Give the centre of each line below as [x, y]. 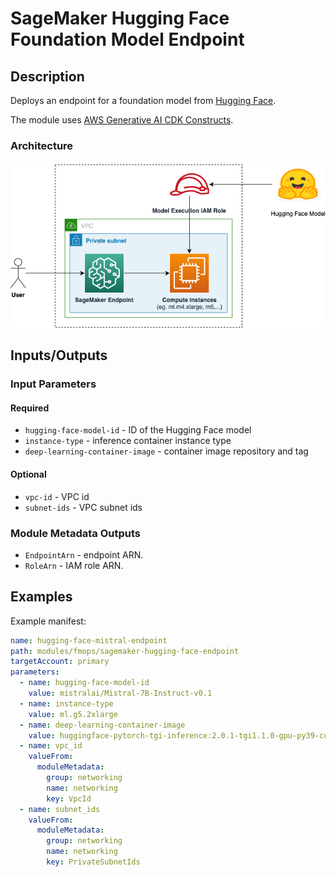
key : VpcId [69, 798]
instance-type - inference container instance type [128, 441]
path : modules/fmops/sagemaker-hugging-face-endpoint [125, 651]
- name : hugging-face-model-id [84, 683]
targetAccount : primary [60, 662]
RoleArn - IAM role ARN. [74, 565]
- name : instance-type [66, 703]
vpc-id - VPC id [57, 496]
